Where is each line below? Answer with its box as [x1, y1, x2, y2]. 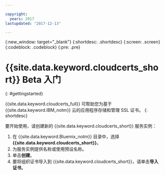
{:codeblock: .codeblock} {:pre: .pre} [5, 44, 81, 50]
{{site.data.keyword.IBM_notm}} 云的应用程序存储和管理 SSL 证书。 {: [5, 107, 148, 113]
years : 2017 [9, 16, 35, 21]
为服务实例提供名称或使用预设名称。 [12, 146, 87, 152]
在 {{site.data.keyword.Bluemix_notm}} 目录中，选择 [12, 134, 119, 140]
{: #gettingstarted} [5, 91, 43, 97]
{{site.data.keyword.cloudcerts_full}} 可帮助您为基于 [5, 101, 112, 107]
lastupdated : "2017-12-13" [5, 21, 61, 26]
